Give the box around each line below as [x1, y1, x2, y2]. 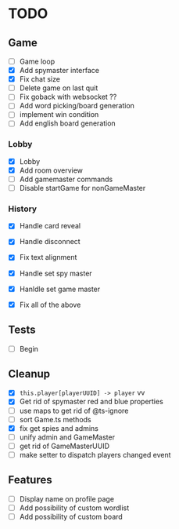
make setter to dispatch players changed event [19, 450, 171, 459]
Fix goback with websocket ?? [19, 92, 117, 102]
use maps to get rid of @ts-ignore [19, 406, 129, 415]
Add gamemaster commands [19, 174, 113, 184]
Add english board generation [19, 119, 116, 128]
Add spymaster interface [19, 66, 100, 75]
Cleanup [8, 367, 51, 381]
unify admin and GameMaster [19, 432, 116, 442]
